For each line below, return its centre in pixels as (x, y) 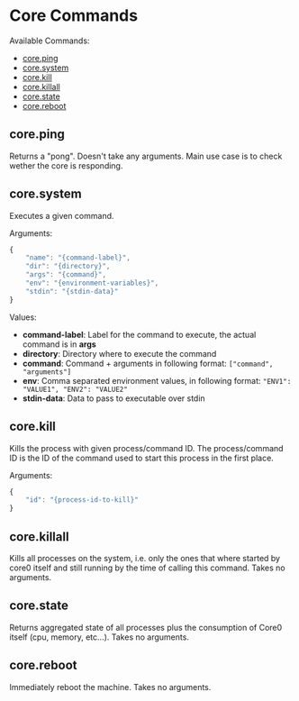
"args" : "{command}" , (66, 275)
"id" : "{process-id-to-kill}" (82, 500)
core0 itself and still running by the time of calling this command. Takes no (147, 568)
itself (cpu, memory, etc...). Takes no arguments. (99, 637)
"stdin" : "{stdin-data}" (72, 291)
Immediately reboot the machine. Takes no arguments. (110, 687)
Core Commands (73, 16)
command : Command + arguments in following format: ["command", (148, 363)
